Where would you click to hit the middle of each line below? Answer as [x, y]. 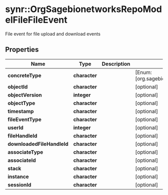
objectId [18, 86]
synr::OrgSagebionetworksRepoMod [84, 9]
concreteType [24, 75]
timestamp [21, 111]
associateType [25, 152]
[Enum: [143, 72]
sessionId [19, 184]
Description [116, 64]
